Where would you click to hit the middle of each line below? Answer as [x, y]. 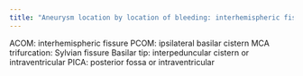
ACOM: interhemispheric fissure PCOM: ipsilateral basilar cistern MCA [140, 43]
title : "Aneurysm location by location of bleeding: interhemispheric [145, 17]
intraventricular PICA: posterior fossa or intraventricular [112, 62]
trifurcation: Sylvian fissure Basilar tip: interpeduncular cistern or [129, 52]
